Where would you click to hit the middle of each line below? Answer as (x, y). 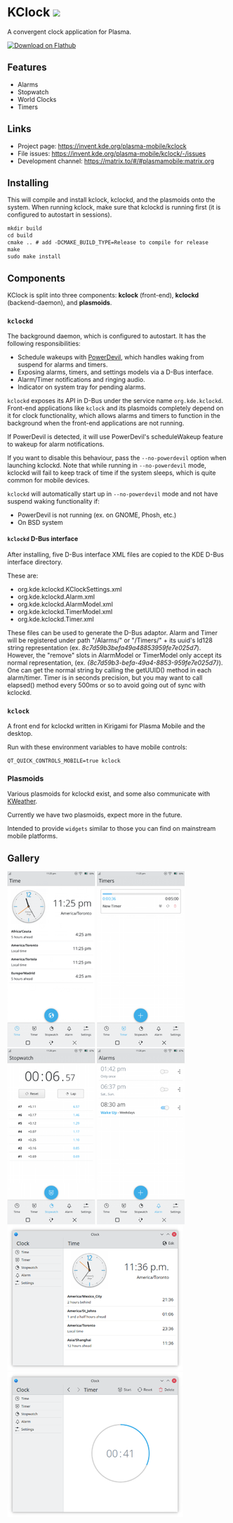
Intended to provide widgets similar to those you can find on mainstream (112, 829)
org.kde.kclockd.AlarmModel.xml (65, 604)
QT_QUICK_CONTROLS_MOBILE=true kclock (64, 760)
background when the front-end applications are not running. (96, 423)
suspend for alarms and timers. (62, 365)
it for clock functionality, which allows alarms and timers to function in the (114, 416)
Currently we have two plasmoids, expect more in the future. (95, 815)
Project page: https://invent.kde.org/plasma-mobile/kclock (102, 146)
